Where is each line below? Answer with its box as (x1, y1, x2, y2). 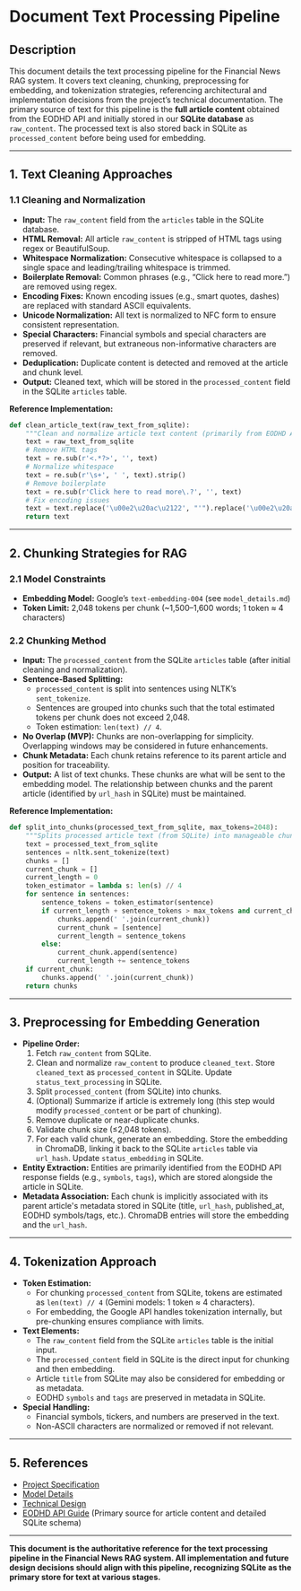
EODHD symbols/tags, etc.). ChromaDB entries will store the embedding (21, 1210, 289, 1221)
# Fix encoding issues (25, 495, 110, 504)
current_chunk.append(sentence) (56, 948, 178, 957)
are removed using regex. (21, 281, 117, 292)
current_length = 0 (25, 873, 99, 882)
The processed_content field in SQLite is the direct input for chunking (35, 1354, 289, 1365)
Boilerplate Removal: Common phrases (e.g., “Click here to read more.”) (21, 271, 291, 282)
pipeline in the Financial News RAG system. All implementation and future (9, 1552, 289, 1563)
